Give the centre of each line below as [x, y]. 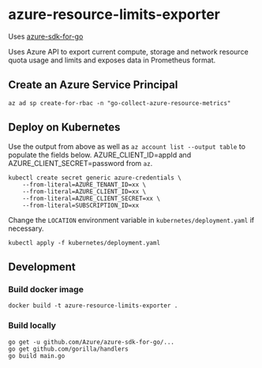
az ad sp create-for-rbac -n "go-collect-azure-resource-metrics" [120, 103]
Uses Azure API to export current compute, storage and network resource [128, 51]
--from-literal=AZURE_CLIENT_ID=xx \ [84, 191]
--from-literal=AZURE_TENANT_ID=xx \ [84, 184]
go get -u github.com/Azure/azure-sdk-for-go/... [92, 342]
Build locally [32, 325]
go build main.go [37, 356]
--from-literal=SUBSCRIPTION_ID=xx [81, 205]
